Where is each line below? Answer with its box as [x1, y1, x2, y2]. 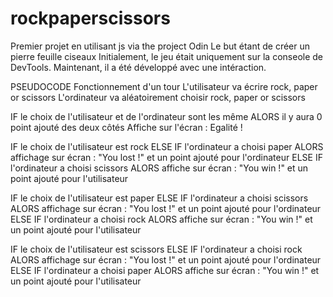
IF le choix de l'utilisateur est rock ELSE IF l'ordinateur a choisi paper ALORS [10, 140, 324, 152]
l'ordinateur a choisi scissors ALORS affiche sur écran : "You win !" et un [10, 162, 309, 174]
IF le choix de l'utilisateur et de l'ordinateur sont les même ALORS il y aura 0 [10, 110, 323, 122]
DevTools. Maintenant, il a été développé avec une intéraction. [10, 61, 267, 73]
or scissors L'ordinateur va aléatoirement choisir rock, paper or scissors [10, 91, 306, 103]
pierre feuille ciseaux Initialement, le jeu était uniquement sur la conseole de [10, 50, 323, 62]
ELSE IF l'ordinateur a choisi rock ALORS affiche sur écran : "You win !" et [10, 213, 313, 225]
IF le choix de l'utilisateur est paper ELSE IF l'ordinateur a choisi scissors [10, 192, 309, 204]
